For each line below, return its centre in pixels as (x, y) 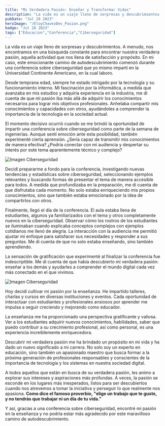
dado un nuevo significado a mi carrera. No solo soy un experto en (73, 347)
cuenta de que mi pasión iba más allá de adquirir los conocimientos (73, 98)
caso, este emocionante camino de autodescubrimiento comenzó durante (80, 63)
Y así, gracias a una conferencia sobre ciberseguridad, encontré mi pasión (81, 408)
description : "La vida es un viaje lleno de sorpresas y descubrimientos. (83, 14)
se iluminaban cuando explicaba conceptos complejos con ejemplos (74, 226)
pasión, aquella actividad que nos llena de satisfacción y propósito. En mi (80, 57)
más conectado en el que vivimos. (40, 272)
